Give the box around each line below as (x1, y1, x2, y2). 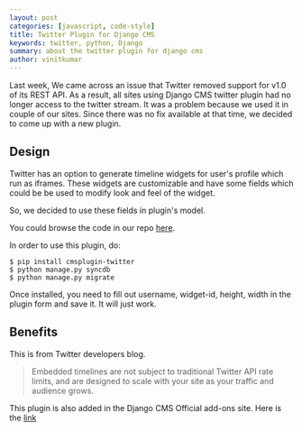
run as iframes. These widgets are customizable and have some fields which (9, 178, 294, 188)
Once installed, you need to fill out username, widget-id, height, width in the (9, 289, 291, 299)
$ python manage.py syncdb (9, 265, 111, 274)
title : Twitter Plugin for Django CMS (9, 30, 155, 39)
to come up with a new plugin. (9, 118, 122, 129)
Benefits (9, 325, 59, 340)
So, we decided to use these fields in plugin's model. (9, 205, 206, 215)
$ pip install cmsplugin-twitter (9, 257, 135, 266)
